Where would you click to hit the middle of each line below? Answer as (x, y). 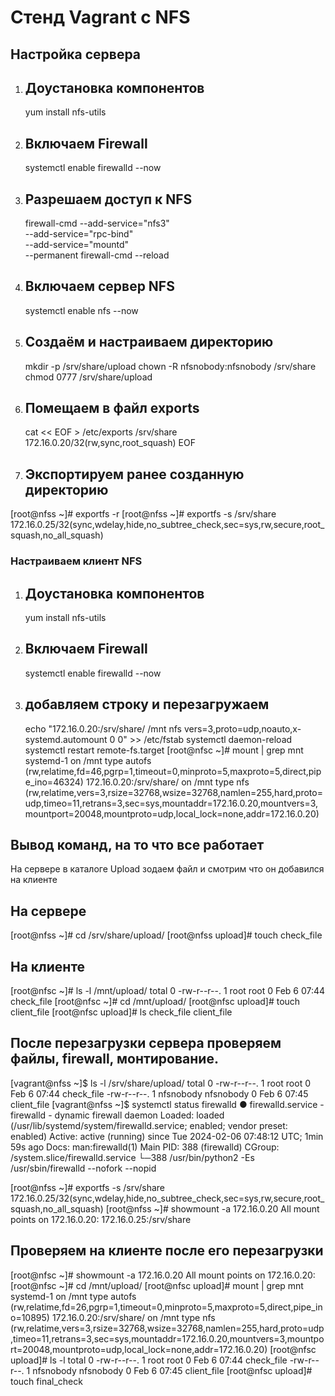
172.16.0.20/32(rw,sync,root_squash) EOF (110, 443)
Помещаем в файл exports (112, 408)
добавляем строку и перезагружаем (147, 704)
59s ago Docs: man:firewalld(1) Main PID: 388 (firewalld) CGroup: (145, 1147)
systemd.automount (66, 739)
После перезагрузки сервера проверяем (146, 1043)
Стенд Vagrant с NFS (100, 17)
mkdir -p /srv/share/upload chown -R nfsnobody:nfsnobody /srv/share (170, 366)
